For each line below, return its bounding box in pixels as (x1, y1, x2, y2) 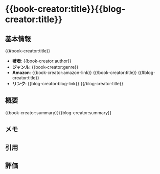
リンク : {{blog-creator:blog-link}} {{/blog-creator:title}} (12, 81, 124, 86)
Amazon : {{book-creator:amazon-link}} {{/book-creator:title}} (12, 70, 137, 75)
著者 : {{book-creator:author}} (12, 58, 72, 64)
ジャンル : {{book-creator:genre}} (12, 64, 79, 70)
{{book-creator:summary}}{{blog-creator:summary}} (5, 109, 112, 116)
